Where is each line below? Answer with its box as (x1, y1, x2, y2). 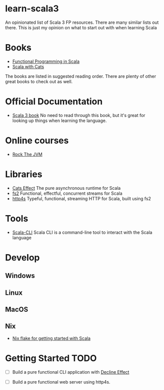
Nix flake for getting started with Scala (12, 335, 91, 341)
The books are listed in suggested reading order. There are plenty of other (5, 73, 157, 79)
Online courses (5, 135, 69, 146)
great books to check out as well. (5, 78, 73, 84)
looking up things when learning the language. (12, 117, 107, 123)
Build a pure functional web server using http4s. (12, 379, 111, 385)
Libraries (5, 168, 42, 180)
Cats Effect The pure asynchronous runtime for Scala (12, 185, 121, 191)
